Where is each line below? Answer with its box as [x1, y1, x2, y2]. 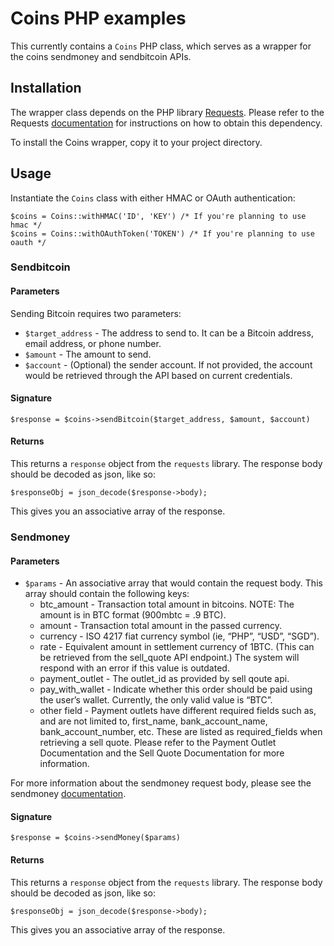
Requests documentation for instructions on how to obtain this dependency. [10, 117, 323, 129]
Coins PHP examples [10, 7, 187, 30]
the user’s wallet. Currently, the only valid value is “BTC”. [39, 694, 273, 706]
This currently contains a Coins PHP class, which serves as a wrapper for [10, 40, 312, 52]
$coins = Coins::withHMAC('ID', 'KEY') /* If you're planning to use [10, 211, 307, 221]
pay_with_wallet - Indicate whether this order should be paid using [39, 683, 313, 696]
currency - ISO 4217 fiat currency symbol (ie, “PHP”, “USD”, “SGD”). [39, 630, 320, 642]
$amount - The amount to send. [24, 348, 152, 360]
